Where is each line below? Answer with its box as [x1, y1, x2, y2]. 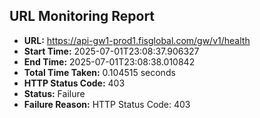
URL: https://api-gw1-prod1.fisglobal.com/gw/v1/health [23, 34, 251, 46]
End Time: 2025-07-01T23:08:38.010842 [23, 55, 196, 68]
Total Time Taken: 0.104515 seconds [23, 66, 176, 78]
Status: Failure [23, 87, 86, 99]
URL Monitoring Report [9, 8, 156, 25]
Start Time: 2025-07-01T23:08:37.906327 [23, 45, 200, 57]
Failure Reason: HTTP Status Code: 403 [23, 98, 191, 110]
